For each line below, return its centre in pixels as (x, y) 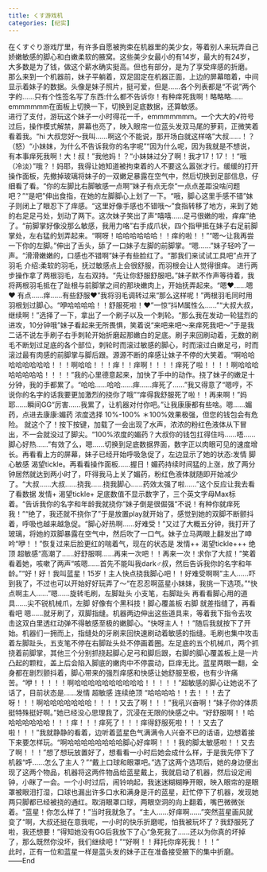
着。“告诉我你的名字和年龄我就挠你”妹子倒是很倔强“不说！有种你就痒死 (124, 504)
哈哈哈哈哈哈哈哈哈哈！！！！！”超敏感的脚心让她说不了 (166, 682)
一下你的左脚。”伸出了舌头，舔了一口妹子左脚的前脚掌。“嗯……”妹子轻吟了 (128, 245)
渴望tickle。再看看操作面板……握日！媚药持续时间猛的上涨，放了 (136, 464)
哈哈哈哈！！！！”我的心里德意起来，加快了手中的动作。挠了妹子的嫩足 (132, 374)
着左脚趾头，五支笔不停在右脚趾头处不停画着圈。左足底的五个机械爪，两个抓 (133, 643)
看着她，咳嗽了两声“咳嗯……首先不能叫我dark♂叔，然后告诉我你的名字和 (127, 563)
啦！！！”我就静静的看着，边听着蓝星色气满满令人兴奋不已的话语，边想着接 (132, 732)
